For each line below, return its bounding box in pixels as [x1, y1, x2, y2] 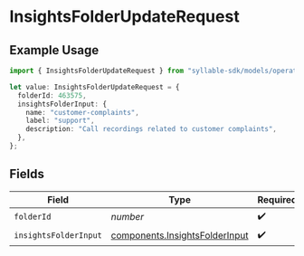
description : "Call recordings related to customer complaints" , [25, 125, 278, 134]
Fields [9, 166, 45, 182]
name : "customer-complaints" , [25, 108, 140, 117]
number [110, 211, 145, 223]
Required [257, 193, 298, 205]
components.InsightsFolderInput [110, 229, 249, 242]
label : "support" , [25, 116, 95, 126]
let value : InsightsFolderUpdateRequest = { [9, 82, 180, 91]
